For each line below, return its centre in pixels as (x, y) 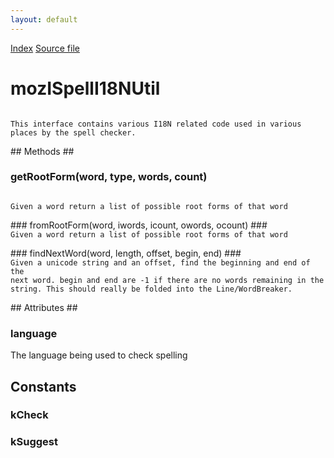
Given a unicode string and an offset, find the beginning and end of (160, 262)
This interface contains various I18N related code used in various (156, 124)
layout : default (44, 19)
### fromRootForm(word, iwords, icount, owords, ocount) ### (139, 225)
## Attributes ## (44, 307)
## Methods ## (42, 151)
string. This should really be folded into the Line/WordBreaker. (151, 289)
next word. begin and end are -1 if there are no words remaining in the (167, 280)
